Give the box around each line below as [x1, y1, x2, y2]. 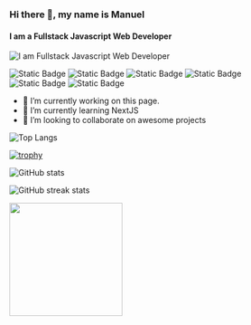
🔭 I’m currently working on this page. [22, 95, 160, 107]
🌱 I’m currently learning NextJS [22, 105, 139, 116]
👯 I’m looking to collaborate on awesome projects [22, 115, 207, 126]
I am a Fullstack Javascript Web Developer [9, 31, 172, 42]
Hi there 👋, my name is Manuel [9, 8, 145, 21]
